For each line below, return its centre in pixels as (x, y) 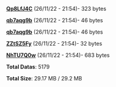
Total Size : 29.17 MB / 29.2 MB (44, 78)
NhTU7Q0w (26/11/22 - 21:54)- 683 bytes (58, 55)
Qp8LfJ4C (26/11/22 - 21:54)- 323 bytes (56, 9)
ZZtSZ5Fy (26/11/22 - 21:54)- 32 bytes (54, 43)
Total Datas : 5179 (28, 67)
